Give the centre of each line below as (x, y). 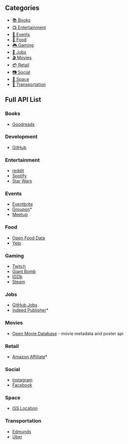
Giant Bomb (24, 271)
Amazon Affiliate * (30, 357)
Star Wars (22, 181)
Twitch (19, 266)
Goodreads (23, 124)
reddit (18, 171)
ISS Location (25, 408)
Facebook (22, 385)
